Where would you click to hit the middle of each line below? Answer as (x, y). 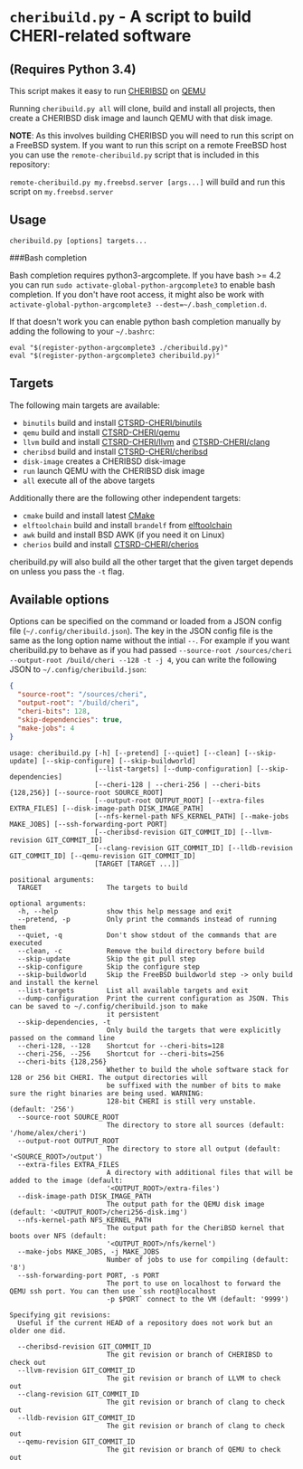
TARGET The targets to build (103, 887)
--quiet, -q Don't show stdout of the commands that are (147, 935)
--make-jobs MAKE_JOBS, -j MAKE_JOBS (89, 1251)
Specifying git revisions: (60, 1315)
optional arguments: (48, 903)
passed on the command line (62, 1038)
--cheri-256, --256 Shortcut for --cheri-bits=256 (121, 1054)
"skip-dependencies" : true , (71, 720)
